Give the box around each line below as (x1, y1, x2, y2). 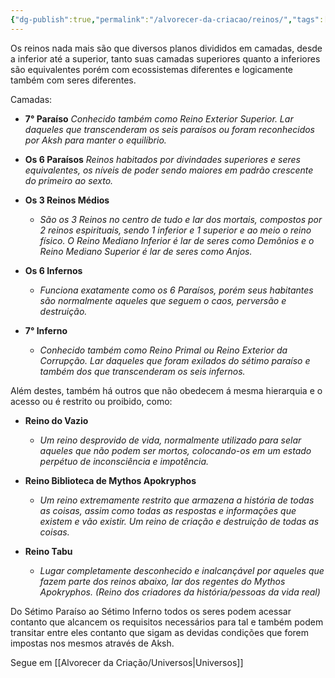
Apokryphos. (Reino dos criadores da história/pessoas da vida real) (39, 586, 321, 598)
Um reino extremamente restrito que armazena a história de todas (39, 494, 315, 506)
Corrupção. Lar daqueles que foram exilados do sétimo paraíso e (39, 354, 311, 366)
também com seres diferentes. (10, 74, 137, 86)
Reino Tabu (24, 545, 73, 557)
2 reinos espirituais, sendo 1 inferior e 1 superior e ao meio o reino (39, 224, 312, 236)
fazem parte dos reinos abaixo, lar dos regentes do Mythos (39, 575, 286, 587)
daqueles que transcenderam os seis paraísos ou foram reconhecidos (24, 123, 315, 135)
